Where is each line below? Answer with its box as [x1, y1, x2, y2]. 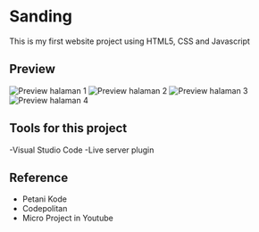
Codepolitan [21, 203, 68, 214]
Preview [9, 62, 56, 77]
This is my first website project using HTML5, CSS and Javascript [9, 36, 250, 46]
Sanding [9, 6, 73, 27]
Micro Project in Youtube [21, 212, 113, 224]
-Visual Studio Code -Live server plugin [9, 145, 155, 155]
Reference [9, 170, 69, 185]
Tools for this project [9, 120, 128, 136]
